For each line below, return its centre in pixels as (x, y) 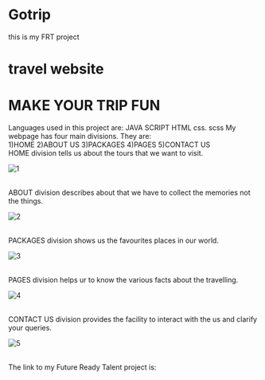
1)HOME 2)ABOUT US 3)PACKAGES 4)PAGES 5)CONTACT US (109, 144)
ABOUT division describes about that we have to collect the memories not (129, 192)
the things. (26, 201)
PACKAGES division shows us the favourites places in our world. (113, 240)
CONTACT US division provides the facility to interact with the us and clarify (132, 319)
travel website (56, 69)
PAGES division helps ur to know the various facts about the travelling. (123, 280)
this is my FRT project (44, 37)
